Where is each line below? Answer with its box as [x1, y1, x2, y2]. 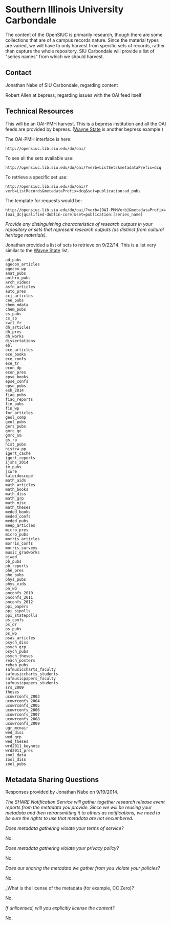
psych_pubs [5, 649, 29, 654]
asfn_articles [5, 284, 36, 289]
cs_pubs [5, 311, 22, 316]
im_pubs [5, 464, 22, 469]
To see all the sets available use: [5, 155, 74, 161]
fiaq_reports [5, 397, 33, 402]
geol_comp [5, 415, 27, 420]
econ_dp [5, 365, 22, 370]
